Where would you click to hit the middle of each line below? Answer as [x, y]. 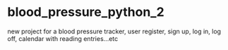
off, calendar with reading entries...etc [63, 38]
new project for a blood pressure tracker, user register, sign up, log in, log [114, 31]
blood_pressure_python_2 [86, 12]
